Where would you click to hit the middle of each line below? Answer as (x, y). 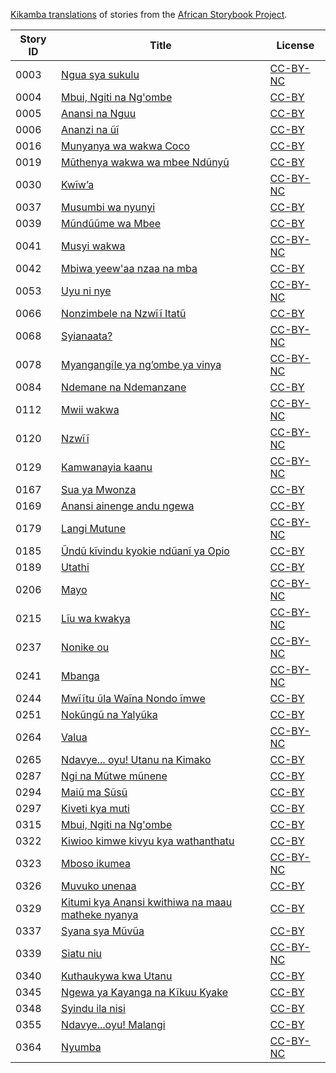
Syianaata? (87, 336)
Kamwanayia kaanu (107, 467)
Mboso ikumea (96, 863)
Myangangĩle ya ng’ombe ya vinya (141, 364)
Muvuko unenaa (99, 886)
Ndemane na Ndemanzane (124, 387)
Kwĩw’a (78, 184)
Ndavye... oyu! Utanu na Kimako (136, 759)
